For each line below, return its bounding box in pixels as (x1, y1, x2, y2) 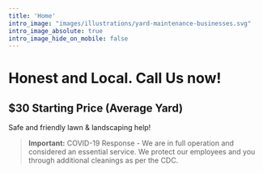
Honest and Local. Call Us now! (8, 70, 222, 87)
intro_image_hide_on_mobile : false (8, 34, 129, 43)
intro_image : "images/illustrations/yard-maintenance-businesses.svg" (8, 19, 252, 27)
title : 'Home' (8, 11, 57, 20)
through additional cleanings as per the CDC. (28, 155, 179, 166)
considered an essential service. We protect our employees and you (28, 147, 256, 157)
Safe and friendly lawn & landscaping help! (8, 123, 151, 133)
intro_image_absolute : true (8, 27, 104, 35)
